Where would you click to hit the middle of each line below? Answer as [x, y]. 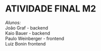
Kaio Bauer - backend [27, 33]
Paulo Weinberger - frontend [35, 38]
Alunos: [13, 22]
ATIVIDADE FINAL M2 [51, 9]
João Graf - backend [27, 27]
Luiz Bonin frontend [25, 43]
